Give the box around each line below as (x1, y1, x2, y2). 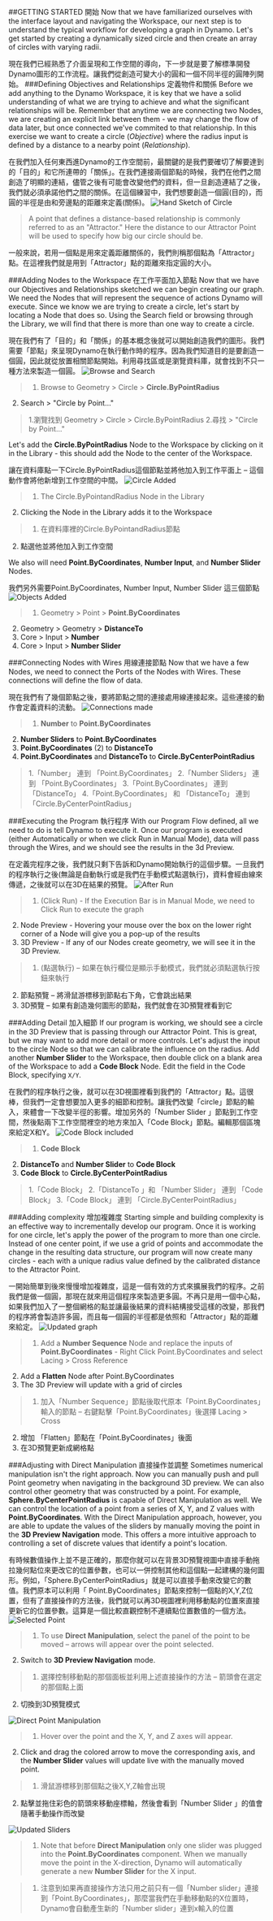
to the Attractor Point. (8, 1264, 80, 1274)
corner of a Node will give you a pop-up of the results (19, 929, 201, 939)
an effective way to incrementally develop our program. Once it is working (8, 1221, 256, 1231)
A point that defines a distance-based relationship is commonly (28, 214, 241, 223)
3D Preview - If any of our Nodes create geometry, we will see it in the (19, 938, 256, 947)
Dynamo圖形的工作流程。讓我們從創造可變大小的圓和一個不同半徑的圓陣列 (8, 69, 258, 79)
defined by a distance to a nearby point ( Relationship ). (8, 141, 191, 150)
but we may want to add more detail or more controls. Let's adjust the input (8, 1035, 261, 1045)
